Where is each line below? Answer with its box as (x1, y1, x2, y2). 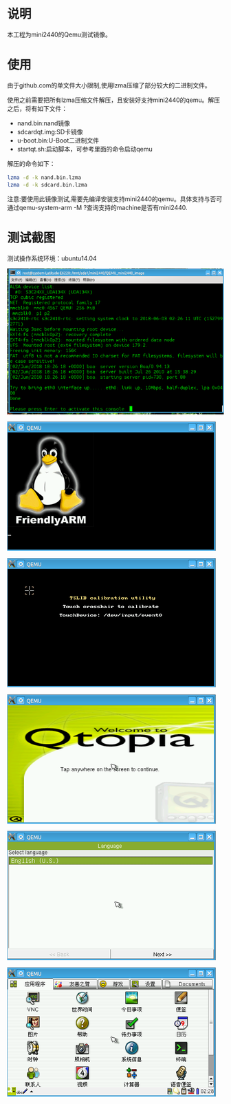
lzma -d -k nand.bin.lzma (7, 174, 81, 181)
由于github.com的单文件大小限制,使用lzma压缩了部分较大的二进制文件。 (7, 81, 211, 90)
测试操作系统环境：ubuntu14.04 (7, 254, 98, 262)
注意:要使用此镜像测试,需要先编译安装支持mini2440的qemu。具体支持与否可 (7, 194, 222, 203)
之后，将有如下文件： (7, 104, 67, 112)
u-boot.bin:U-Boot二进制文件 (16, 136, 100, 145)
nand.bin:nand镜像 (16, 118, 71, 127)
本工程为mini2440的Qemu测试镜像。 (7, 30, 111, 39)
